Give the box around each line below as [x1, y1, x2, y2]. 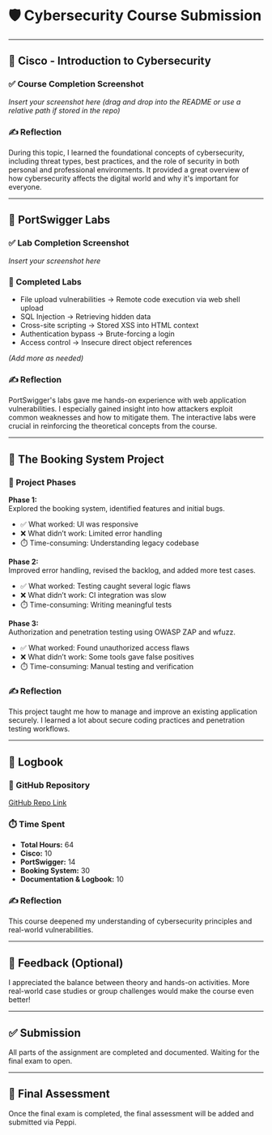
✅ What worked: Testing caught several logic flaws [19, 581, 191, 591]
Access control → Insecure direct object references [19, 337, 193, 347]
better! [8, 995, 31, 1005]
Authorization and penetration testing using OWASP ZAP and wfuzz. [8, 627, 236, 637]
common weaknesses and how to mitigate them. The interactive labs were [8, 412, 257, 422]
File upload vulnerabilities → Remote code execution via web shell [19, 294, 240, 304]
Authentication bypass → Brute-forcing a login [19, 329, 176, 339]
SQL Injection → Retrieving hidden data [19, 311, 151, 321]
